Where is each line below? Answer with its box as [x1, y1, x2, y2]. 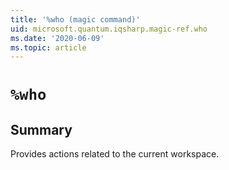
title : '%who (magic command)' [10, 14, 141, 25]
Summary [10, 121, 73, 138]
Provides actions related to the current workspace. [10, 148, 220, 160]
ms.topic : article [10, 42, 87, 53]
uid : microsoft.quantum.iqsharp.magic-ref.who [10, 24, 208, 34]
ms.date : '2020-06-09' [10, 33, 105, 43]
